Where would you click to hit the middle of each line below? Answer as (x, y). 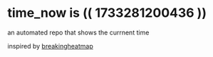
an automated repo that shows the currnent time (78, 32)
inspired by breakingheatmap (51, 46)
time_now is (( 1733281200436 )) (107, 13)
